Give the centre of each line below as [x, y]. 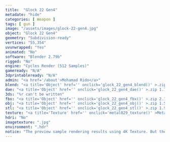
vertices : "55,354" [26, 43]
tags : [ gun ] [20, 24]
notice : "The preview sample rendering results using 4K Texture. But [81, 131]
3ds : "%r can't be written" [35, 94]
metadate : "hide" [24, 15]
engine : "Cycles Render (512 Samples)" [47, 66]
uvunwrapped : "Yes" [26, 47]
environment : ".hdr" [27, 127]
